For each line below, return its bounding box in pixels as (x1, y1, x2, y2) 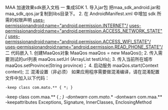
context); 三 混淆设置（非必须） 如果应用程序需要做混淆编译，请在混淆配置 (5, 69, 160, 74)
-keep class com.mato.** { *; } (5, 85, 73, 90)
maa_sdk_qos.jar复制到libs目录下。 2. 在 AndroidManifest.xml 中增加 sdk (5, 11, 156, 17)
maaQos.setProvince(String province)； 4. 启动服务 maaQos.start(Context (5, 62, 158, 68)
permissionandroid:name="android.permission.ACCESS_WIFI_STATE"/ (5, 39, 151, 44)
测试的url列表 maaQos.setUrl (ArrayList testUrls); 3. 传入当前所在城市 (9, 56, 153, 62)
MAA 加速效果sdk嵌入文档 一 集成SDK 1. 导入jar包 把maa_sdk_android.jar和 (5, 5, 161, 10)
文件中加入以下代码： (5, 75, 49, 81)
